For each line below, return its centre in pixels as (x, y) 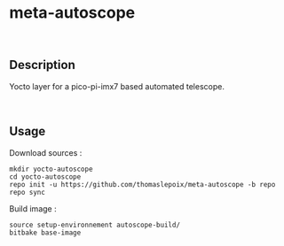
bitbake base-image (45, 233)
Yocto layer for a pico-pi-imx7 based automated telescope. (117, 86)
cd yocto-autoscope (45, 177)
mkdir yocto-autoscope (51, 169)
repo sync (28, 192)
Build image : (33, 208)
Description (42, 65)
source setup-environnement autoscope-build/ (95, 225)
